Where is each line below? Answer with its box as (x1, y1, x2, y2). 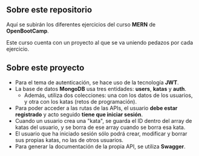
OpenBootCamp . (6, 27, 50, 34)
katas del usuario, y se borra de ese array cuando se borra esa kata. (15, 123, 186, 131)
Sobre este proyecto (6, 63, 85, 73)
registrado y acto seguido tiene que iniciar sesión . (15, 111, 143, 118)
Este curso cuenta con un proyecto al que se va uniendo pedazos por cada (6, 39, 194, 46)
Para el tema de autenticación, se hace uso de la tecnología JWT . (15, 78, 180, 86)
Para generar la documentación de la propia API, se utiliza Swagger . (15, 143, 186, 150)
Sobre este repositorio (6, 5, 93, 15)
